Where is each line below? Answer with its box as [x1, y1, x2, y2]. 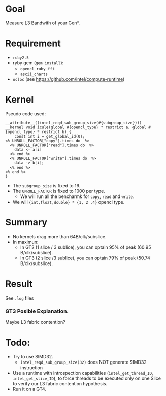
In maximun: [12, 239, 39, 245]
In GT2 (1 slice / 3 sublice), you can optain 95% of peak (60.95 [20, 244, 151, 250]
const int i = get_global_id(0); [14, 134, 85, 139]
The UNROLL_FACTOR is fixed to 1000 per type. [12, 188, 105, 194]
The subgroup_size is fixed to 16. [12, 182, 81, 188]
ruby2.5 [12, 55, 29, 60]
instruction [20, 364, 43, 371]
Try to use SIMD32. [12, 353, 53, 359]
